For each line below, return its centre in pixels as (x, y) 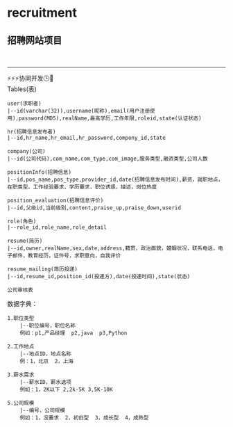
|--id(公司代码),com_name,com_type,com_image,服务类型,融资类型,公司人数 (107, 159)
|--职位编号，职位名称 (48, 325)
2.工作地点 (21, 346)
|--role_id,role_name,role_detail (57, 227)
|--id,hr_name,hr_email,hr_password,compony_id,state (87, 138)
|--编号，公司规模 (43, 410)
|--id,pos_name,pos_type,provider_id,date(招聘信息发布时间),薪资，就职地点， (115, 179)
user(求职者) (24, 104)
